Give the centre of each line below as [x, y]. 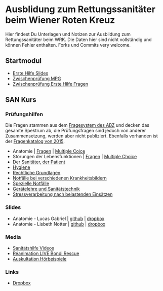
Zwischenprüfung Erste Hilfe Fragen [50, 84]
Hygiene [21, 167]
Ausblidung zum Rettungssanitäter [80, 9]
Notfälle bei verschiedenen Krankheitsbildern [60, 178]
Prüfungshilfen [24, 114]
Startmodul [24, 61]
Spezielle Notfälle [31, 184]
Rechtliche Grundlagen [36, 173]
